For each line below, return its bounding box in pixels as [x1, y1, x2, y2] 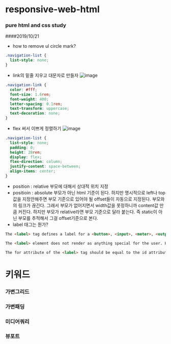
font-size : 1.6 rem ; [10, 92, 51, 97]
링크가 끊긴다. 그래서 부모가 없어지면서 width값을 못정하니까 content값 [18, 202, 159, 208]
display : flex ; [10, 154, 42, 160]
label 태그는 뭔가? [12, 221, 48, 227]
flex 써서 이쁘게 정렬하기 [12, 126, 62, 132]
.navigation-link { [5, 82, 47, 88]
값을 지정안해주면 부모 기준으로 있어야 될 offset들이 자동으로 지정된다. [12, 196, 151, 202]
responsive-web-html [5, 4, 100, 15]
